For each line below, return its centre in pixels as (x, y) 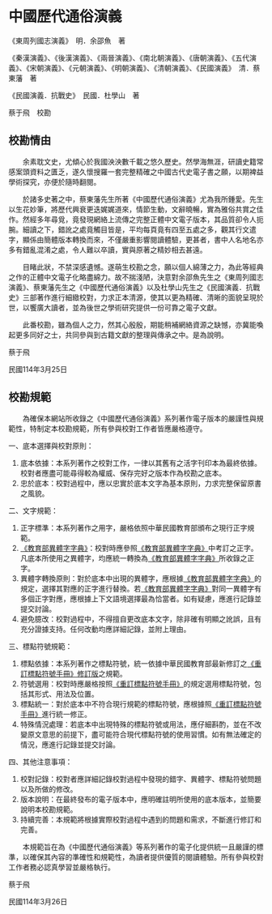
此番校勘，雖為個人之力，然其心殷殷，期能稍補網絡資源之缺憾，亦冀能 (139, 324)
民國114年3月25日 (38, 369)
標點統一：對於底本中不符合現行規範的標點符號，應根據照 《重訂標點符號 (140, 704)
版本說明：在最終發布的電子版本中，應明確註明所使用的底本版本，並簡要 (140, 799)
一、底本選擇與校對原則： (51, 446)
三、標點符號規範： (40, 646)
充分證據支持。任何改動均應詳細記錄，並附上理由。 (105, 629)
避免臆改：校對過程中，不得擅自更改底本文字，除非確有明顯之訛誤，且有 (140, 619)
